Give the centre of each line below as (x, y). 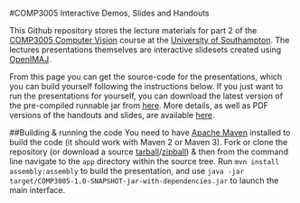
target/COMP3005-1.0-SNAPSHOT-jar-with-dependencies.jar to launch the (144, 180)
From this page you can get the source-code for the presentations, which (146, 77)
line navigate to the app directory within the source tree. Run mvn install (145, 161)
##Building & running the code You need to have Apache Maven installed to (150, 133)
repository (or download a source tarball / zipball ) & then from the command (149, 152)
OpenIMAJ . (30, 59)
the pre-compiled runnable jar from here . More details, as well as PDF (139, 106)
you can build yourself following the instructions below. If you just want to (146, 86)
